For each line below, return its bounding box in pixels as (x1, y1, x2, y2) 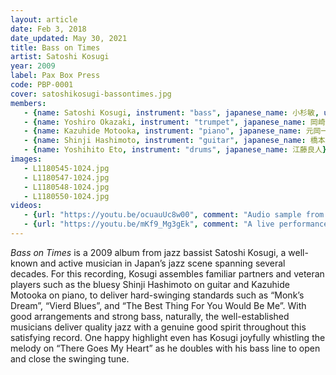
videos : (10, 201, 43, 211)
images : (10, 154, 43, 164)
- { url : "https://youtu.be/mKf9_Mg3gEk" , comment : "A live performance (23, 219, 329, 230)
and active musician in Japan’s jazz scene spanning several (39, 257, 286, 269)
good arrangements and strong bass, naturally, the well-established (10, 310, 290, 322)
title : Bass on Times (10, 42, 101, 53)
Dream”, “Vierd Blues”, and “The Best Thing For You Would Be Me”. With (10, 299, 307, 311)
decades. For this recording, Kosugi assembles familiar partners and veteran (10, 267, 325, 280)
